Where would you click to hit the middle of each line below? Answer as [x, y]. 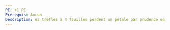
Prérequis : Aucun [24, 15]
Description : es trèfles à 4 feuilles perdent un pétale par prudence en [85, 19]
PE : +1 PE [16, 10]
